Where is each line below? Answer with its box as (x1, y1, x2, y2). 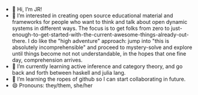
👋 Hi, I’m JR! (11, 6, 43, 13)
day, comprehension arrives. (11, 57, 83, 63)
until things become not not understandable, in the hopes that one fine (11, 50, 187, 57)
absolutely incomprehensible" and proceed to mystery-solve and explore (11, 44, 193, 51)
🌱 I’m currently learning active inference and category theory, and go (11, 63, 183, 70)
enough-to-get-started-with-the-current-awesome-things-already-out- (11, 31, 189, 38)
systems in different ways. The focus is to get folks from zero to (11, 24, 170, 32)
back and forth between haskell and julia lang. (11, 69, 126, 76)
